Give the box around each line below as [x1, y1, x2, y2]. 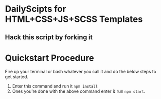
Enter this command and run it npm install [12, 83, 98, 89]
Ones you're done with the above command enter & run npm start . [12, 88, 146, 94]
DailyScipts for [5, 3, 67, 15]
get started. [5, 74, 28, 80]
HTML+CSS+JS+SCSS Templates [5, 14, 143, 25]
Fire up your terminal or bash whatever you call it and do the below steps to [5, 68, 157, 74]
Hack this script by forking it [5, 33, 93, 41]
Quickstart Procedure [5, 52, 94, 64]
